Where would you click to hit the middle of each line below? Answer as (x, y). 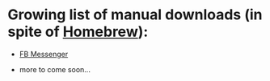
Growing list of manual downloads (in (135, 15)
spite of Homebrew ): (78, 32)
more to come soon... (55, 69)
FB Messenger (44, 54)
